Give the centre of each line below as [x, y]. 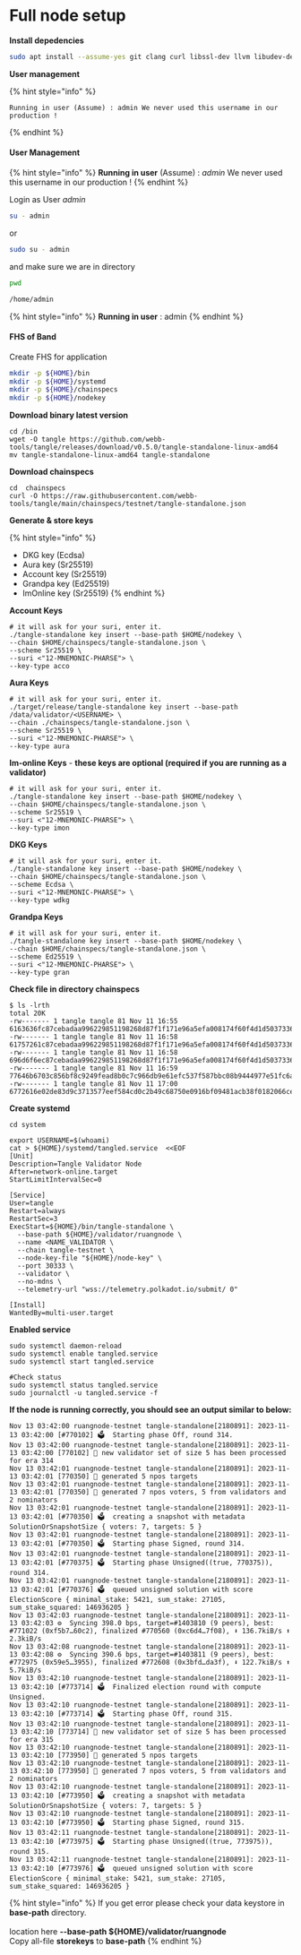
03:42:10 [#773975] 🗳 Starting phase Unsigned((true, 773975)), [147, 1842]
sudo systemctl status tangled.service [84, 1385]
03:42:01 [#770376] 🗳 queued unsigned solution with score [137, 1590]
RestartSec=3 [34, 1219]
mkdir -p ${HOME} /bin [50, 373]
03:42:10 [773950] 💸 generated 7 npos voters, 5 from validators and [154, 1771]
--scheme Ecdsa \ [42, 885]
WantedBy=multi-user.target [62, 1313]
